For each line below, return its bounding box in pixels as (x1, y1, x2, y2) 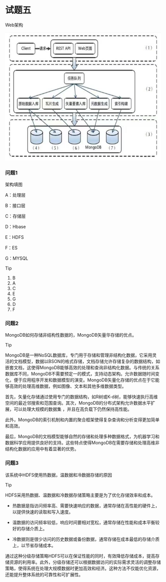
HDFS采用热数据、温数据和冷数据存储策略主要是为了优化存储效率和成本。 (5, 492, 156, 498)
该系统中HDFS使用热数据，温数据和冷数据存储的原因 (5, 472, 112, 478)
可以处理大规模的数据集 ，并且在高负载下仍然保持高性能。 (13, 406, 132, 412)
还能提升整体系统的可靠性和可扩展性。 (5, 572, 83, 578)
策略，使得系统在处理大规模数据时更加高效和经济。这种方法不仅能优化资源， (5, 565, 161, 571)
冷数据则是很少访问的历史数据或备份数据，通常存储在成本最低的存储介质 (12, 536, 160, 542)
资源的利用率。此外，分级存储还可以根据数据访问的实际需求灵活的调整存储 (9, 559, 161, 565)
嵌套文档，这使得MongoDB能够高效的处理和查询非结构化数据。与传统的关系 (5, 364, 160, 370)
